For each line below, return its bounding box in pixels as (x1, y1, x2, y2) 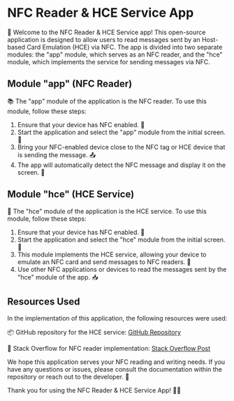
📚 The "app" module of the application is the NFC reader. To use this (7, 96, 207, 105)
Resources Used (7, 296, 80, 307)
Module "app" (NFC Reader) (7, 78, 133, 90)
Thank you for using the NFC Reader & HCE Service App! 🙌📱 (7, 386, 182, 395)
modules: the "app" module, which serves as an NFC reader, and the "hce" (7, 50, 224, 59)
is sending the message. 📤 (17, 150, 96, 159)
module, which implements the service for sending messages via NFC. (7, 57, 211, 66)
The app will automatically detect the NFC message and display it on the (17, 161, 226, 169)
